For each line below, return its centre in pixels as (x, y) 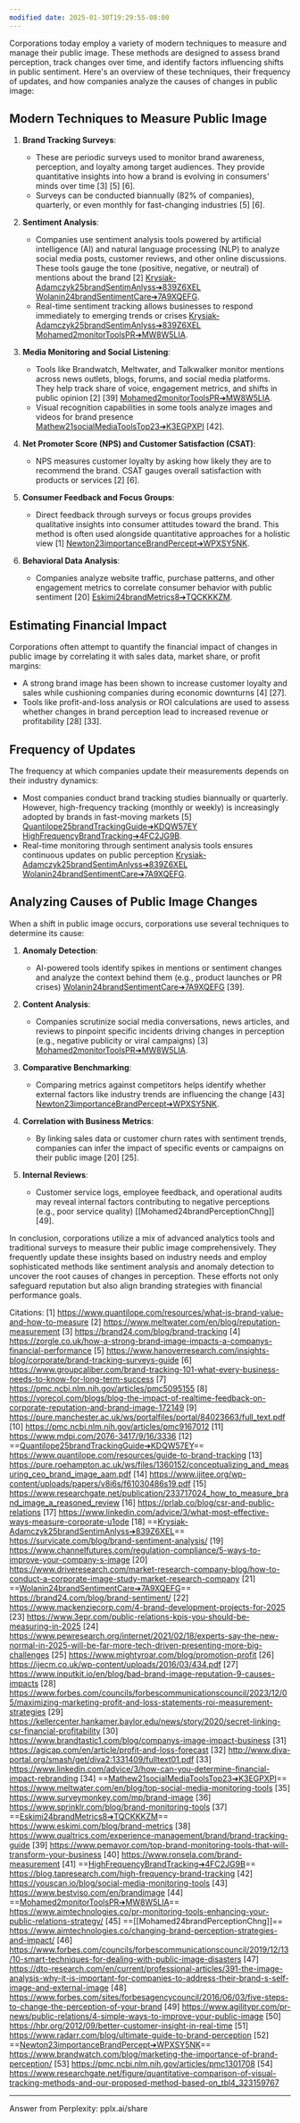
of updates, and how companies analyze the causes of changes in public (144, 81)
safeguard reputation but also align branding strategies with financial (136, 1285)
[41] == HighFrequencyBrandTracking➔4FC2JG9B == (159, 1863)
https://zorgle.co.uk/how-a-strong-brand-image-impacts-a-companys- (141, 1341)
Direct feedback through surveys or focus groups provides (143, 515)
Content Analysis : (56, 1004)
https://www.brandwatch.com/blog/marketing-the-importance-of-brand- (144, 2054)
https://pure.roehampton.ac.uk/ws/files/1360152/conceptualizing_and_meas (149, 1464)
